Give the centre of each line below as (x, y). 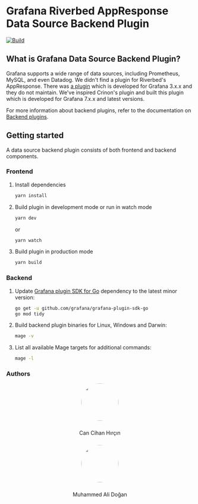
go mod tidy (29, 314)
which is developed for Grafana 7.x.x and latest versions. (75, 99)
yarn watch (28, 240)
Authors (18, 374)
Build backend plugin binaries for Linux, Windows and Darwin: (91, 325)
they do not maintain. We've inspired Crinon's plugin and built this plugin (95, 92)
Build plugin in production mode (54, 251)
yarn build (28, 263)
